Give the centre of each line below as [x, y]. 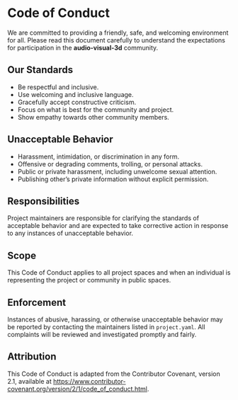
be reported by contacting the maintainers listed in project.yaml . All [106, 327]
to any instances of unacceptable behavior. [70, 233]
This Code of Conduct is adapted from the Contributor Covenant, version [114, 374]
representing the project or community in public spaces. [89, 280]
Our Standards [40, 70]
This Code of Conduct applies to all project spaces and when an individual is [119, 273]
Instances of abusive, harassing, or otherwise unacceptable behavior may [115, 319]
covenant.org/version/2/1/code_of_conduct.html [77, 389]
